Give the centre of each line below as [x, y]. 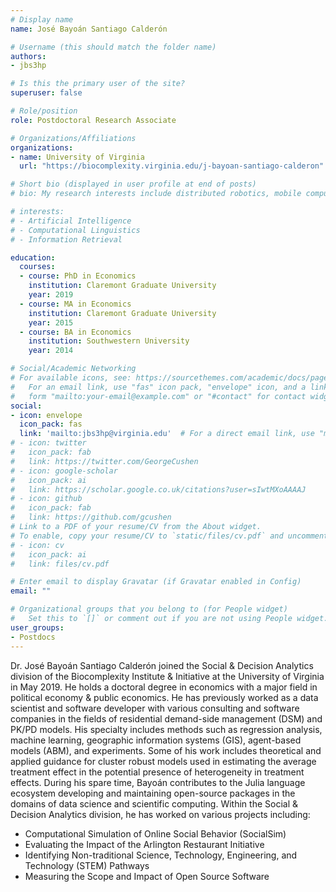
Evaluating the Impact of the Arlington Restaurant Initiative [144, 844]
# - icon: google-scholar [64, 471]
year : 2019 [51, 295]
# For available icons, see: [71, 378]
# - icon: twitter [48, 443]
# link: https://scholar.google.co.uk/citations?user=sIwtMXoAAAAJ [158, 489]
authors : [28, 56]
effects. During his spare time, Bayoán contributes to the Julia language [158, 782]
